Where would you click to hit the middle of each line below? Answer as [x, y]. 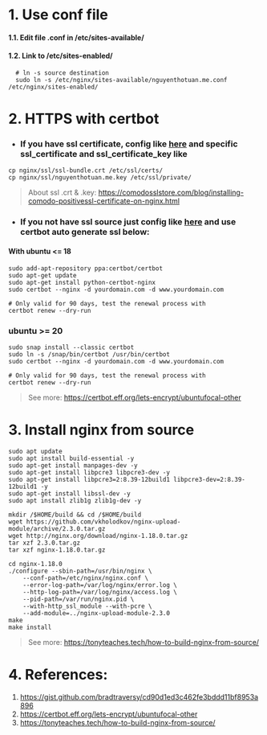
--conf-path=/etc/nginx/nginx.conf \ [86, 578]
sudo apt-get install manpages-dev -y [73, 465]
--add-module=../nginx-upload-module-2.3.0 [97, 613]
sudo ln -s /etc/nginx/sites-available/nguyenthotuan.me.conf [121, 80]
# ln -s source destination [63, 73]
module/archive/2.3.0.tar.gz [57, 528]
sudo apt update [35, 451]
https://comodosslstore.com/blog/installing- [171, 193]
